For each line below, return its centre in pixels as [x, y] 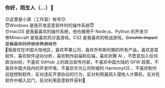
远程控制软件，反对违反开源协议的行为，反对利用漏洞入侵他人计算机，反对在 [82, 74]
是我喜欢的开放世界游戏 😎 [31, 44]
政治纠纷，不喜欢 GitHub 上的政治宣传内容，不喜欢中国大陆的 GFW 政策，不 [82, 62]
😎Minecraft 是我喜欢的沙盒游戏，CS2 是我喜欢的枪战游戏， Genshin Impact [82, 38]
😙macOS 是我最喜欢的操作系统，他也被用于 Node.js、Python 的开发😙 [77, 32]
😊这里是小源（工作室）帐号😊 [36, 19]
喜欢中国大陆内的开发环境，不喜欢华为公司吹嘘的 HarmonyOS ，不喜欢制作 [81, 68]
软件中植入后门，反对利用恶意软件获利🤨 [45, 80]
